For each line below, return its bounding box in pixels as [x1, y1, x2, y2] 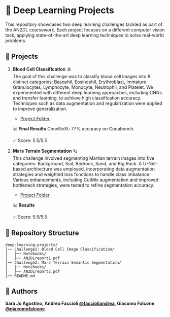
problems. [5, 38, 26, 44]
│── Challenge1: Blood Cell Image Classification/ [5, 246, 115, 252]
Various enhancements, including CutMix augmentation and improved [12, 177, 159, 183]
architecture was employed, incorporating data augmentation [27, 166, 155, 172]
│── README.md [5, 273, 36, 278]
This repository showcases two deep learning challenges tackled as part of [5, 21, 163, 27]
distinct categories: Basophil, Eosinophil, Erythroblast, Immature [12, 79, 147, 85]
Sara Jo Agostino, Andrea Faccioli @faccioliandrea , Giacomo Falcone [5, 300, 155, 306]
